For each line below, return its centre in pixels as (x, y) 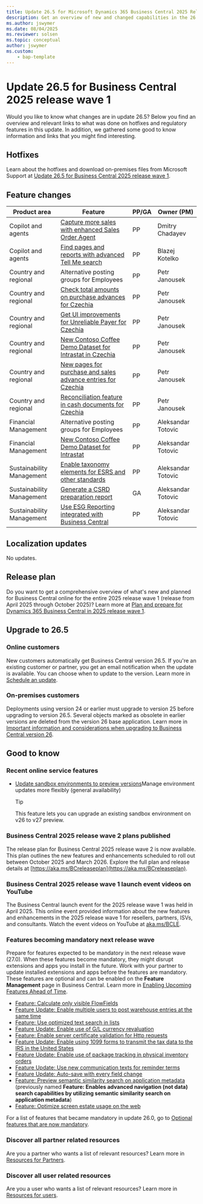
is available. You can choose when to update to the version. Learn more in (98, 673)
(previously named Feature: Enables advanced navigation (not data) (101, 1087)
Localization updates (47, 544)
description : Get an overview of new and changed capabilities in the (97, 18)
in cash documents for (92, 405)
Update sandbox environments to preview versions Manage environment (105, 784)
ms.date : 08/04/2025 (32, 29)
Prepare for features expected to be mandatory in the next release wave (96, 953)
